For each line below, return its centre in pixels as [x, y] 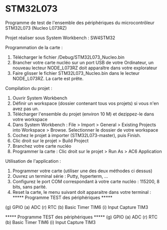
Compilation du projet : [29, 88]
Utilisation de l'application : [33, 161]
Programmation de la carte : [34, 47]
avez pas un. [26, 108]
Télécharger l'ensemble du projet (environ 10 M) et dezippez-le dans [83, 114]
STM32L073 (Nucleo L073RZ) [36, 28]
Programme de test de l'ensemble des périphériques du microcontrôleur [80, 23]
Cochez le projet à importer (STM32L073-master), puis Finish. [77, 135]
